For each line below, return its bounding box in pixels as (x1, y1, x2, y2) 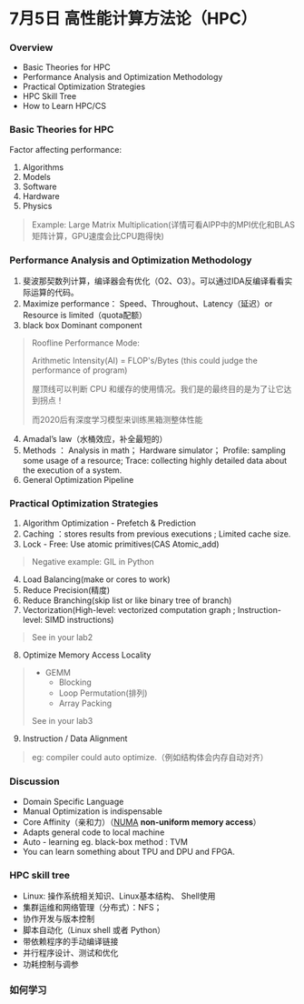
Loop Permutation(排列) (58, 688, 148, 698)
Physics (22, 200, 53, 211)
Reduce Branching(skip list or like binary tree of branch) (22, 595, 232, 606)
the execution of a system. (22, 465, 123, 476)
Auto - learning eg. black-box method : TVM (22, 836, 189, 847)
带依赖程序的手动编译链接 (22, 936, 119, 947)
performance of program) (31, 365, 128, 376)
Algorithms (22, 161, 64, 173)
